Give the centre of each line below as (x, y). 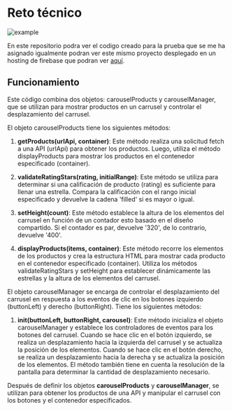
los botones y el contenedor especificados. (70, 400)
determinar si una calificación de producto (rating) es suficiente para (116, 184)
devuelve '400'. (39, 234)
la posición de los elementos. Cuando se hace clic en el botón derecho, (120, 350)
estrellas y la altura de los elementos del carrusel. (89, 278)
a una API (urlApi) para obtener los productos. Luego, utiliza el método (119, 149)
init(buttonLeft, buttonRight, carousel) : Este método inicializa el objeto (120, 320)
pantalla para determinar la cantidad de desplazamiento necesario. (114, 372)
